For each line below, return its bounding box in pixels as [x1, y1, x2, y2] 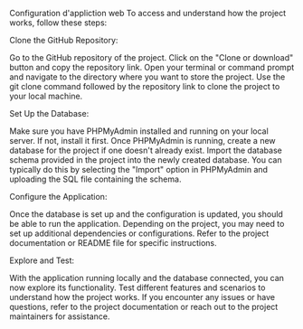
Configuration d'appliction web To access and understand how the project [9, 8, 287, 18]
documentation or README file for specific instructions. [9, 238, 217, 248]
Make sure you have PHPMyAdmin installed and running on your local [9, 126, 269, 136]
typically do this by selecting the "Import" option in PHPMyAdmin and [9, 164, 269, 174]
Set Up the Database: [9, 108, 90, 118]
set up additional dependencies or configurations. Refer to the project [9, 228, 270, 239]
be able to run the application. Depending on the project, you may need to [9, 219, 285, 229]
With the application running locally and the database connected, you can [9, 273, 285, 283]
